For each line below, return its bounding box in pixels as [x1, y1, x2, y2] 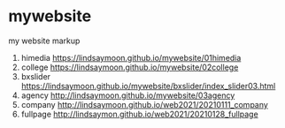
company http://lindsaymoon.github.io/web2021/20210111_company [20, 99, 269, 109]
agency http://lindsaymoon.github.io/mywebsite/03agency [20, 90, 235, 101]
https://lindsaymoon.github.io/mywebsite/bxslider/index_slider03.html [20, 80, 276, 91]
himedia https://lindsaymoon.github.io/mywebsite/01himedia [20, 52, 242, 63]
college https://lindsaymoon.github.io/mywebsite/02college [20, 62, 239, 72]
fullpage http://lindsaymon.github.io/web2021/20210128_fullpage [20, 109, 258, 119]
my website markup [8, 35, 81, 46]
